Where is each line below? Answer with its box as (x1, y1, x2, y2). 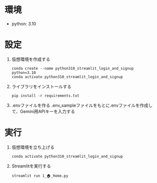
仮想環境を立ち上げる (11, 144, 54, 150)
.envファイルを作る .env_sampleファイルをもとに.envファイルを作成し (11, 102, 153, 108)
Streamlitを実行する (11, 163, 52, 169)
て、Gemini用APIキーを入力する (11, 108, 75, 114)
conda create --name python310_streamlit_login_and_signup (11, 66, 134, 71)
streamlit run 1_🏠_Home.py (11, 173, 69, 178)
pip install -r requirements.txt (11, 93, 80, 98)
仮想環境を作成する (11, 56, 51, 62)
